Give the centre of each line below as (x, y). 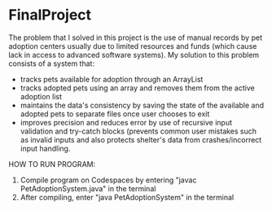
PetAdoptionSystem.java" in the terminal (88, 188)
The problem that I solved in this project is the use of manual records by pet (136, 37)
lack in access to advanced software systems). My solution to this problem (134, 55)
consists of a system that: (52, 63)
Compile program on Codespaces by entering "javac (108, 180)
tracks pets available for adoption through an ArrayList (112, 79)
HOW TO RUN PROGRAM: (52, 164)
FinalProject (50, 15)
